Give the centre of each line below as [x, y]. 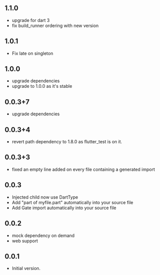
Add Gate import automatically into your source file [64, 208]
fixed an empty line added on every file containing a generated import [83, 169]
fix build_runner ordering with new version [55, 25]
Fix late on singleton [32, 53]
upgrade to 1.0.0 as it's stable [42, 86]
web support [25, 241]
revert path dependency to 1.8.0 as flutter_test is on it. [67, 142]
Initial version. [26, 269]
